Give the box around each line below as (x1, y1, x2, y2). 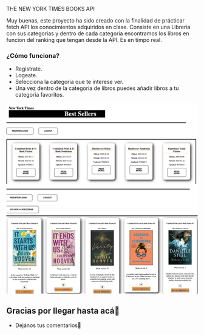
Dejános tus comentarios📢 (15, 322, 81, 329)
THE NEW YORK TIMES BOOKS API (6, 5, 95, 12)
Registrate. (15, 65, 42, 72)
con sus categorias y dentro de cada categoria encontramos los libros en (6, 30, 189, 37)
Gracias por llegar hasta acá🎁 (6, 305, 120, 316)
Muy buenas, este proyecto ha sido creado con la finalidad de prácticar (6, 17, 185, 24)
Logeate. (15, 72, 38, 79)
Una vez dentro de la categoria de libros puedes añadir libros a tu (15, 85, 179, 92)
